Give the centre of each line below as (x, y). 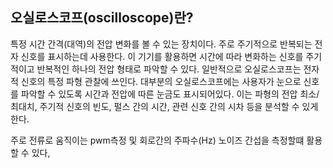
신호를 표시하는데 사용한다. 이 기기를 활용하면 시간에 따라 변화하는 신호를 (162, 56)
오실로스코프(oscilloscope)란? (102, 18)
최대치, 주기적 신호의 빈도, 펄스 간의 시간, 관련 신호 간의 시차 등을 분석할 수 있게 (164, 106)
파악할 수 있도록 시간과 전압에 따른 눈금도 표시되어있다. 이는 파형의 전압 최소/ (170, 94)
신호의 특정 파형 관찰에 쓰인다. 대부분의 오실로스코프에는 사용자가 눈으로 (161, 81)
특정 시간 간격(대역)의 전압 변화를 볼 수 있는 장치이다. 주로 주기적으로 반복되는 (161, 44)
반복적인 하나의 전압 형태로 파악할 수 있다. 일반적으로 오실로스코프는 (169, 69)
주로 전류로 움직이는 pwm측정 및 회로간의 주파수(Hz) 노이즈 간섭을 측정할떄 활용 (166, 140)
